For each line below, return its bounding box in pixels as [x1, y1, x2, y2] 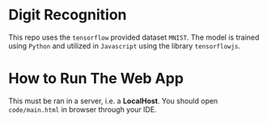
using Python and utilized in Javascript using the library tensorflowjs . [8, 40, 241, 50]
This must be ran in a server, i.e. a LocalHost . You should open [8, 95, 218, 106]
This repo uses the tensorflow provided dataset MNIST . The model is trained [8, 32, 260, 42]
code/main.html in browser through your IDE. [8, 104, 157, 114]
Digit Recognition [8, 6, 127, 24]
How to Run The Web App [8, 69, 184, 88]
